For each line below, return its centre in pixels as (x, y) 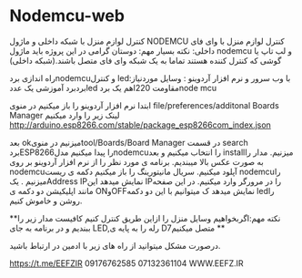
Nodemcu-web (67, 16)
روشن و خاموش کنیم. (46, 201)
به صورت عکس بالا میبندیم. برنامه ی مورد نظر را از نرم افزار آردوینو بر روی (136, 161)
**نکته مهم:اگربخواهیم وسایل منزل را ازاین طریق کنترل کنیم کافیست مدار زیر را (145, 218)
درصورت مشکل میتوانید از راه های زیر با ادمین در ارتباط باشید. (115, 245)
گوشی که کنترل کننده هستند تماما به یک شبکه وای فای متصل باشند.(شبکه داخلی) (146, 60)
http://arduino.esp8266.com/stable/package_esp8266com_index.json (140, 125)
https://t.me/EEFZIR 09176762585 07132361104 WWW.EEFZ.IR (126, 263)
